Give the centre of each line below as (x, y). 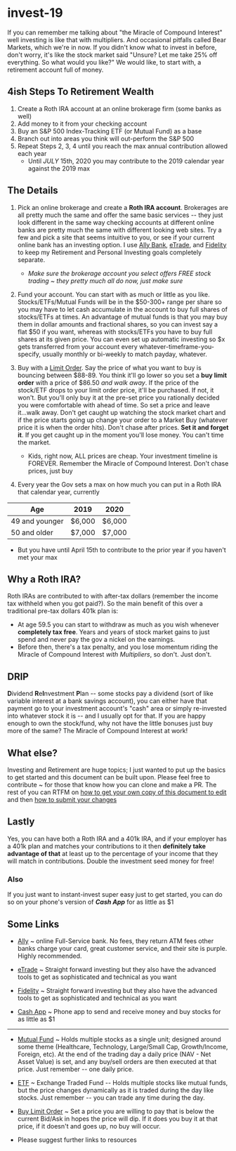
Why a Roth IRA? (44, 579)
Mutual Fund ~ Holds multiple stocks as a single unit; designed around (119, 1039)
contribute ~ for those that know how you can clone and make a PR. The (112, 785)
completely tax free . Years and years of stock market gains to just (113, 632)
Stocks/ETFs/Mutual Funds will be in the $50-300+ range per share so (120, 302)
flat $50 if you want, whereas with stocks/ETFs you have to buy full (115, 331)
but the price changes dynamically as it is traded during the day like (116, 1090)
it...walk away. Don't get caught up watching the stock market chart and (122, 412)
